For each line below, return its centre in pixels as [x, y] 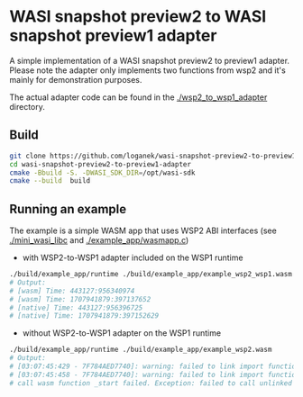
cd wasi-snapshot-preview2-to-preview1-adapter [101, 164]
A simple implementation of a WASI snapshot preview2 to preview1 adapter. [150, 60]
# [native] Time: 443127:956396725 [76, 308]
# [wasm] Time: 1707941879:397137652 [80, 299]
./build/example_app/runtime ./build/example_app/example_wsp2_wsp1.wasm [151, 275]
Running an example [68, 209]
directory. [27, 106]
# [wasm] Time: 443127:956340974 [72, 291]
